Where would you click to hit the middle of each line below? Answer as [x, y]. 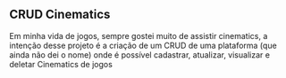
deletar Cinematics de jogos [61, 64]
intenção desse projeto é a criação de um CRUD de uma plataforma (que [143, 45]
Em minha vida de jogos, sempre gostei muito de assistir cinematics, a [139, 35]
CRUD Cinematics [60, 15]
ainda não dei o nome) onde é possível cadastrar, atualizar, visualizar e [140, 55]
